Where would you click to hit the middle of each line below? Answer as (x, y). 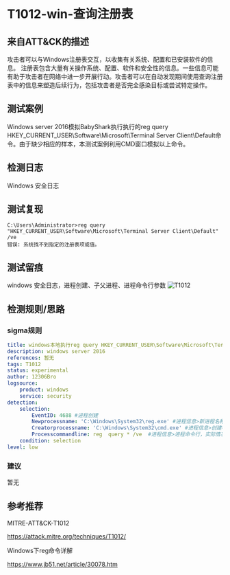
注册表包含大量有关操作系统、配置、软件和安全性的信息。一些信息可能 (119, 68)
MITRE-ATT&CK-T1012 (38, 523)
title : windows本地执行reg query (53, 345)
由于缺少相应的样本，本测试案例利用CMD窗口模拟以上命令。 (104, 144)
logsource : (23, 383)
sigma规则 (25, 330)
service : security (46, 396)
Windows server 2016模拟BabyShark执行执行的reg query (88, 126)
